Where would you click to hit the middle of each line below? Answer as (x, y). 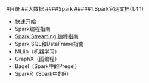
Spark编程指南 (32, 29)
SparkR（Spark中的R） (43, 74)
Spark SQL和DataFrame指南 (49, 44)
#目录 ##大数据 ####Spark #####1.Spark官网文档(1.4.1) (75, 9)
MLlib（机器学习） (37, 51)
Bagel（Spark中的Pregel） (47, 66)
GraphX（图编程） (37, 59)
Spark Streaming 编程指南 (46, 36)
